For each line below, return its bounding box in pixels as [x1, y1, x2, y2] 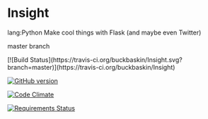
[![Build [7, 55, 29, 64]
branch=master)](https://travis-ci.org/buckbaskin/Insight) [7, 63, 175, 71]
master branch [7, 42, 50, 50]
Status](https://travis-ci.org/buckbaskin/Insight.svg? [29, 55, 183, 64]
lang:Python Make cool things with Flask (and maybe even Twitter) [7, 28, 202, 37]
